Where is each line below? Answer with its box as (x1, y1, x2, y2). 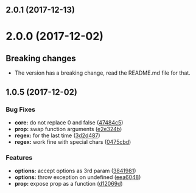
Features (5, 154, 33, 161)
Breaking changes (5, 53, 77, 63)
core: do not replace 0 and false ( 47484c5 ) (14, 119, 124, 126)
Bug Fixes (5, 105, 36, 113)
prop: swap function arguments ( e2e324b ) (14, 126, 122, 133)
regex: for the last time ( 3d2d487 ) (14, 132, 101, 139)
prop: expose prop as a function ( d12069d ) (14, 180, 123, 188)
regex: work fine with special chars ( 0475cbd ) (14, 138, 131, 146)
